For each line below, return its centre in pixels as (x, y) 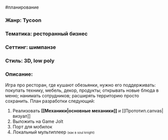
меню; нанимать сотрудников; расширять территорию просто (72, 95)
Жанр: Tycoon (23, 20)
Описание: (19, 74)
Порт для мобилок (32, 126)
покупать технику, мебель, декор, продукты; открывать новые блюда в (82, 90)
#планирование (22, 7)
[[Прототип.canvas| (143, 110)
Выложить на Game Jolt (38, 121)
